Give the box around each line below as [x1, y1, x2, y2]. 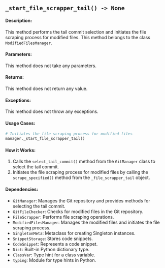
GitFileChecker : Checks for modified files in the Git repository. [12, 209, 144, 215]
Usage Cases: [5, 120, 36, 126]
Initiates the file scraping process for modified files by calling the [12, 169, 148, 175]
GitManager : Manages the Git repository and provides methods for [12, 197, 151, 203]
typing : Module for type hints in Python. [12, 257, 96, 263]
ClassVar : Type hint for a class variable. [12, 252, 95, 258]
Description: [5, 17, 32, 23]
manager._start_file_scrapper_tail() [5, 136, 85, 141]
